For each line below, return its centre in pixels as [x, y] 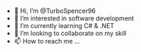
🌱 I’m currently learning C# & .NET [64, 26]
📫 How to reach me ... [47, 41]
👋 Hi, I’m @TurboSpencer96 [55, 11]
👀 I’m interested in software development [74, 18]
